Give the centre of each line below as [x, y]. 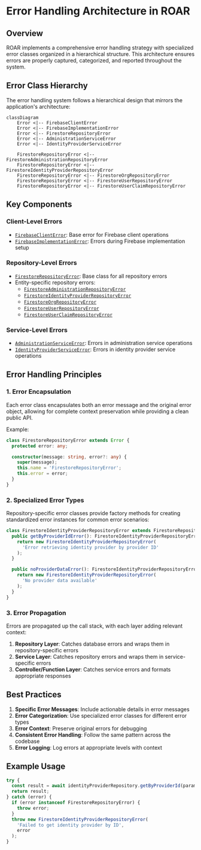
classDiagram [22, 118]
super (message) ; [37, 462]
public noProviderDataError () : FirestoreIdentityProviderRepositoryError [105, 569]
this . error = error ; [42, 474]
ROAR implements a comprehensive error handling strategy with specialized [100, 47]
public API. [19, 417]
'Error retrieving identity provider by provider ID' [91, 547]
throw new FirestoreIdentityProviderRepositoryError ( [80, 819]
